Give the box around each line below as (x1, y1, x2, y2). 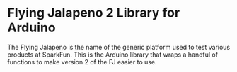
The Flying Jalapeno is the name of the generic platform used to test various (7, 43, 231, 51)
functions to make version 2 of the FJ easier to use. (7, 57, 157, 66)
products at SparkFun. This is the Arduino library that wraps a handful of (7, 50, 218, 59)
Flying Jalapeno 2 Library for (7, 5, 180, 21)
